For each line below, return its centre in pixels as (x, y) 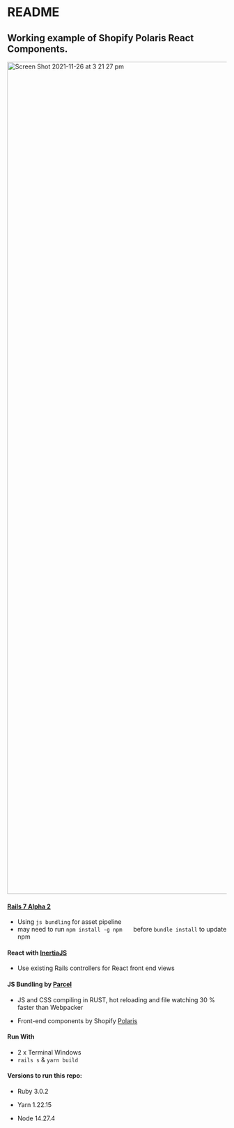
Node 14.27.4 (36, 1118)
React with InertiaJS (37, 953)
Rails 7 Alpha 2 (29, 906)
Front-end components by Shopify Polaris (77, 1020)
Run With (21, 1037)
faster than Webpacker (50, 1007)
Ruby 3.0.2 (33, 1092)
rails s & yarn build (48, 1060)
